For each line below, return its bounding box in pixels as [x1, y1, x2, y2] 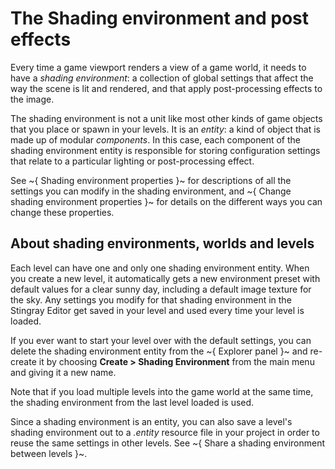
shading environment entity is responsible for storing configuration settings [10, 144, 321, 156]
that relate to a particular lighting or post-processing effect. [10, 155, 255, 167]
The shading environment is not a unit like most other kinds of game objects [10, 112, 323, 124]
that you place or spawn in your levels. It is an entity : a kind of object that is [10, 123, 322, 135]
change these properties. [10, 206, 115, 218]
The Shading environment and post [10, 7, 310, 30]
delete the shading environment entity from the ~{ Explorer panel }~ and [10, 345, 308, 357]
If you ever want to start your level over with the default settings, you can [10, 334, 312, 346]
